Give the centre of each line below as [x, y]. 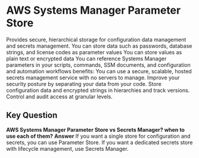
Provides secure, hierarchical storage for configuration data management [96, 39]
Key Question [32, 115]
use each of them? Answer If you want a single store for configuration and [98, 136]
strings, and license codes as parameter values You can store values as [94, 52]
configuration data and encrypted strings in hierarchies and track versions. [98, 90]
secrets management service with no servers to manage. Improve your [93, 78]
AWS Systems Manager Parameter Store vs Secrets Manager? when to [95, 129]
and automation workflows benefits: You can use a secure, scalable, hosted [99, 71]
